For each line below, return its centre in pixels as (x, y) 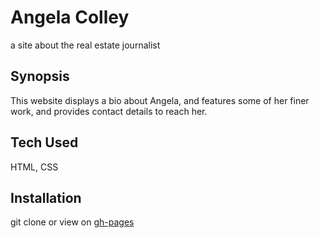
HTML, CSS (34, 167)
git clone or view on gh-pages (72, 222)
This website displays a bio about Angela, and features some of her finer (160, 100)
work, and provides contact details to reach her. (109, 111)
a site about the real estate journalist (85, 45)
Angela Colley (70, 17)
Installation (46, 197)
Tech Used (44, 142)
